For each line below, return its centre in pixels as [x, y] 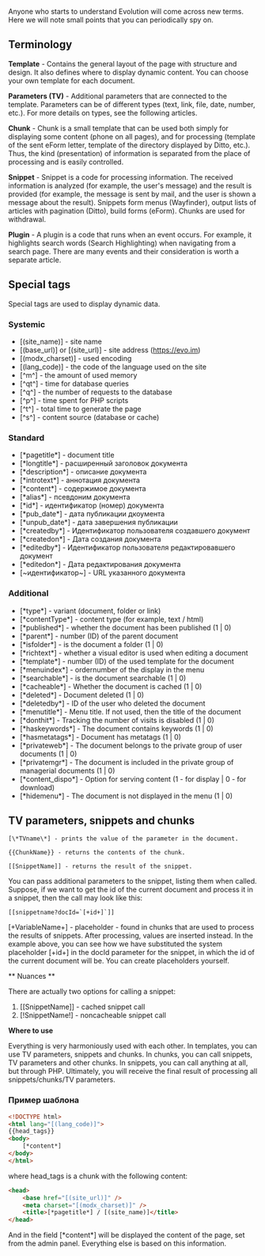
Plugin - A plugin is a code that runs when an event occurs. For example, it [130, 234]
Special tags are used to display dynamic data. [84, 303]
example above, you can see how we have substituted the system [115, 944]
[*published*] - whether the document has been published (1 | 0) [125, 627]
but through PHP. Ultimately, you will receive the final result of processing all [133, 1071]
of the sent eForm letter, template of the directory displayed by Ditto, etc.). [129, 145]
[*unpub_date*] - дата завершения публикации [98, 523]
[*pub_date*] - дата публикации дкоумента [92, 514]
